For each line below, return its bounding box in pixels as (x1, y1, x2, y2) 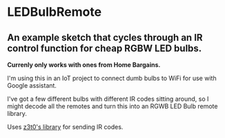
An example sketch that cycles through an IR (7, 32, 203, 43)
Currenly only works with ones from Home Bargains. (7, 61, 161, 69)
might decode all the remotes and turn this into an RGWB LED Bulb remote (7, 102, 218, 110)
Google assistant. (7, 81, 57, 90)
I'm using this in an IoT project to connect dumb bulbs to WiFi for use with (7, 74, 217, 82)
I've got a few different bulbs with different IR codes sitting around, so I (7, 95, 209, 103)
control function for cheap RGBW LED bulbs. (7, 42, 202, 54)
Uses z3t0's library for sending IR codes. (7, 123, 124, 131)
